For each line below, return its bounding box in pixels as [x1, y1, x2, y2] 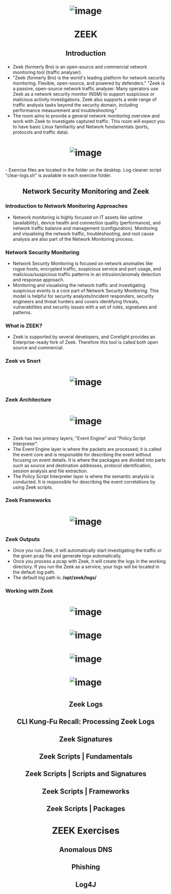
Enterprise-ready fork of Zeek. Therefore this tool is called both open [12, 339, 158, 345]
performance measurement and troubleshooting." [12, 107, 117, 113]
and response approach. [12, 277, 65, 283]
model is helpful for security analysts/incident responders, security [12, 293, 154, 299]
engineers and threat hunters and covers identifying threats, [12, 298, 139, 304]
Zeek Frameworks [5, 497, 51, 504]
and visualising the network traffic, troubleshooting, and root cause [12, 231, 154, 237]
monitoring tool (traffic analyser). [12, 69, 83, 75]
